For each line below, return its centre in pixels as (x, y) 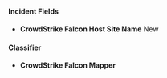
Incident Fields (33, 11)
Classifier (25, 47)
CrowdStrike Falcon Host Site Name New (89, 29)
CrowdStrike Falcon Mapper (68, 65)
